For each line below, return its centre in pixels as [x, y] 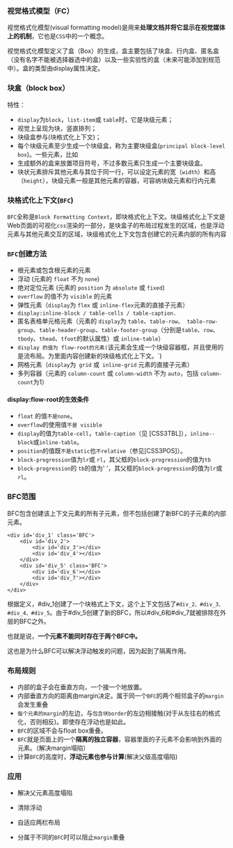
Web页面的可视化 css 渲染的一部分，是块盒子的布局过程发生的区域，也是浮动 [116, 225]
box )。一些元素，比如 [48, 154]
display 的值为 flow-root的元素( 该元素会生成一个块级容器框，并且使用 [117, 347]
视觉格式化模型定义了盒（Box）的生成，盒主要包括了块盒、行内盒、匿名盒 [113, 51]
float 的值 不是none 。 [47, 416]
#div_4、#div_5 [29, 613]
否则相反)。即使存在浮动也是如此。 [80, 721]
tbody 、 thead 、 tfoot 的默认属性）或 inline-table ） [91, 338]
